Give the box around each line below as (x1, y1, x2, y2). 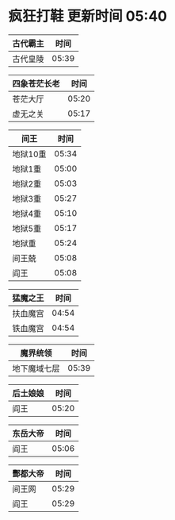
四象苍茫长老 (12, 78, 61, 89)
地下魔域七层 (12, 363, 61, 374)
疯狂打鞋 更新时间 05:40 (8, 7, 168, 25)
